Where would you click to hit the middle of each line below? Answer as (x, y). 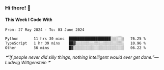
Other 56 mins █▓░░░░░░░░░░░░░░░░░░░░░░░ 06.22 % (76, 48)
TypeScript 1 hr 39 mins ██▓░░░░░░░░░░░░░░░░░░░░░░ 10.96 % (76, 43)
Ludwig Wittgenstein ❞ (28, 62)
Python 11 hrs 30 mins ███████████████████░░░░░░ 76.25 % (76, 39)
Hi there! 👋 (18, 8)
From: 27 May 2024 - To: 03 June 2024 (45, 30)
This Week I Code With (29, 20)
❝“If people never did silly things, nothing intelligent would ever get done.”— (82, 57)
